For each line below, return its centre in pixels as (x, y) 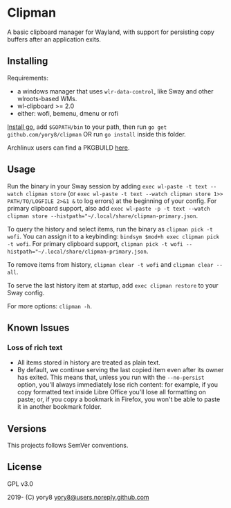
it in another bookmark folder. (59, 407)
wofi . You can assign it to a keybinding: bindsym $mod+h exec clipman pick (113, 236)
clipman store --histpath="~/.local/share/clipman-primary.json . (103, 216)
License (25, 467)
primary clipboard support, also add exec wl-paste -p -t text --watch (109, 208)
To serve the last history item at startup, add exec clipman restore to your (113, 285)
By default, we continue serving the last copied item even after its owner (120, 370)
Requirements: (28, 78)
